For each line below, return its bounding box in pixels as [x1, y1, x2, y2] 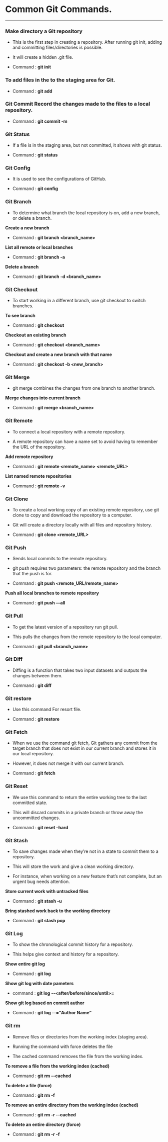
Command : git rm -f [12, 1092, 55, 1098]
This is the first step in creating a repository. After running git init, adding [12, 39, 162, 45]
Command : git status [12, 152, 58, 158]
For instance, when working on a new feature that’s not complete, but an [12, 873, 162, 879]
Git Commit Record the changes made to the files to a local [5, 101, 150, 108]
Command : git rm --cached [12, 1073, 71, 1079]
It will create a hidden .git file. [12, 54, 73, 60]
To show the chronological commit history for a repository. [12, 941, 133, 947]
